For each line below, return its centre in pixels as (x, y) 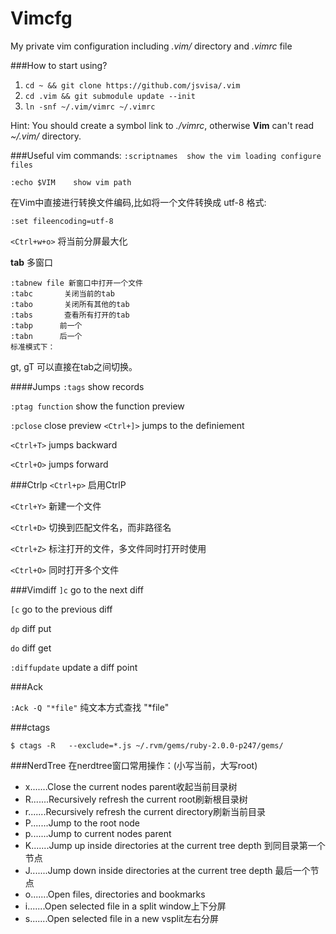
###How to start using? (59, 65)
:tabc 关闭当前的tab (62, 293)
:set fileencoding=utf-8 (62, 221)
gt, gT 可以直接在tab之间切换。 (74, 366)
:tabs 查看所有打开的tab (70, 315)
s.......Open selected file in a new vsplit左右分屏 (121, 918)
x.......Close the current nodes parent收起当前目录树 (131, 786)
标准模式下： (33, 347)
